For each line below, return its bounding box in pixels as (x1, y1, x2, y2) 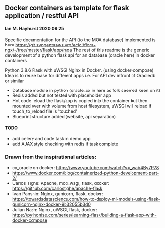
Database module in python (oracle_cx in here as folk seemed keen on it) (12, 87, 161, 93)
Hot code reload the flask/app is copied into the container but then (12, 97, 148, 103)
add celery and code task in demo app (12, 136, 91, 141)
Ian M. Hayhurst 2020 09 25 (5, 25, 64, 31)
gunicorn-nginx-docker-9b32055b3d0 (12, 201, 91, 207)
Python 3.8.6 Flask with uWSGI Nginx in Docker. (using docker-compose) (5, 67, 154, 73)
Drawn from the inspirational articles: (5, 153, 97, 160)
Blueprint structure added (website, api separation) (12, 113, 116, 119)
